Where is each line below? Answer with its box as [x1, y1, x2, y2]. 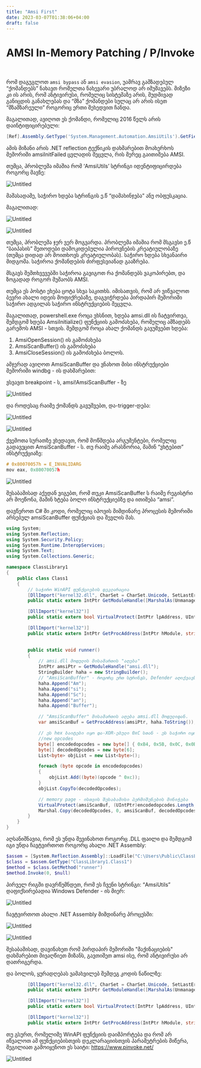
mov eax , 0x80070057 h [6, 467, 60, 473]
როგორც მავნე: [6, 169, 46, 176]
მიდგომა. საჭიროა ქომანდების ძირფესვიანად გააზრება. [6, 258, 150, 265]
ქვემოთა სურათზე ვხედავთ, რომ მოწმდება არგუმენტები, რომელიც [6, 437, 176, 444]
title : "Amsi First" [6, 8, 58, 15]
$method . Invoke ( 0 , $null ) [6, 870, 71, 876]
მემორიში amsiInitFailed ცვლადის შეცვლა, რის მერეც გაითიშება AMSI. [6, 151, 185, 158]
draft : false [6, 20, 39, 26]
